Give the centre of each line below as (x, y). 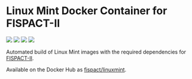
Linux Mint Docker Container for (87, 11)
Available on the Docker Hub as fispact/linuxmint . (66, 70)
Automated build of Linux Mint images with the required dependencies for (96, 52)
